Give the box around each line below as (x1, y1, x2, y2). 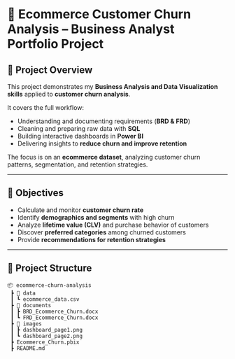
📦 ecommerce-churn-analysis (7, 281, 92, 289)
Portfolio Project (7, 36, 104, 52)
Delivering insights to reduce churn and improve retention (17, 139, 187, 148)
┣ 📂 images (10, 320, 42, 328)
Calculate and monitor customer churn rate (17, 206, 144, 214)
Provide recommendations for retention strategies (17, 235, 166, 244)
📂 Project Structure (7, 262, 92, 274)
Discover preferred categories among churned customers (17, 227, 187, 237)
